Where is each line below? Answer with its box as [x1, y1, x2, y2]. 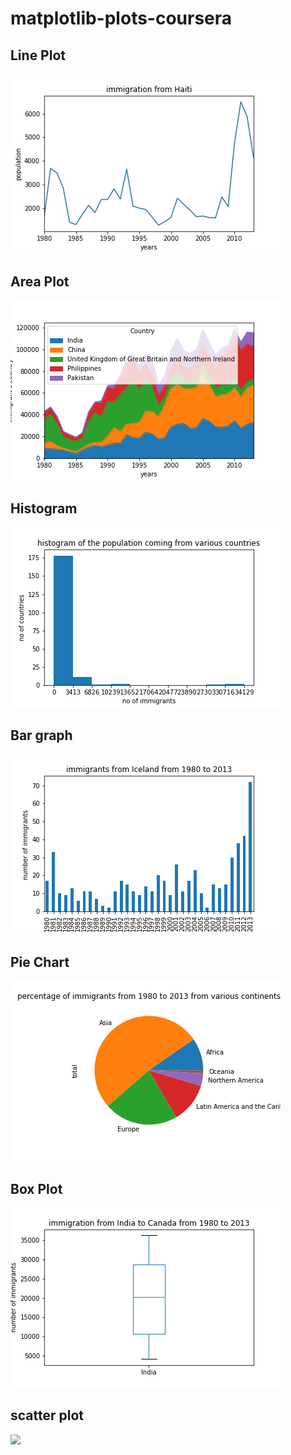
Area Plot [10, 273, 70, 291]
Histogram [10, 500, 78, 517]
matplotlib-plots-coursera [10, 7, 233, 30]
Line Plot [10, 47, 66, 64]
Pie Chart [10, 953, 70, 971]
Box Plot [10, 1180, 63, 1197]
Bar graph [10, 727, 73, 744]
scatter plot [10, 1407, 84, 1424]
